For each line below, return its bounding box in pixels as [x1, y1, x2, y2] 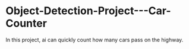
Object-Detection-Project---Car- [5, 4, 171, 18]
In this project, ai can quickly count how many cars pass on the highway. [5, 36, 184, 43]
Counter [5, 17, 47, 30]
